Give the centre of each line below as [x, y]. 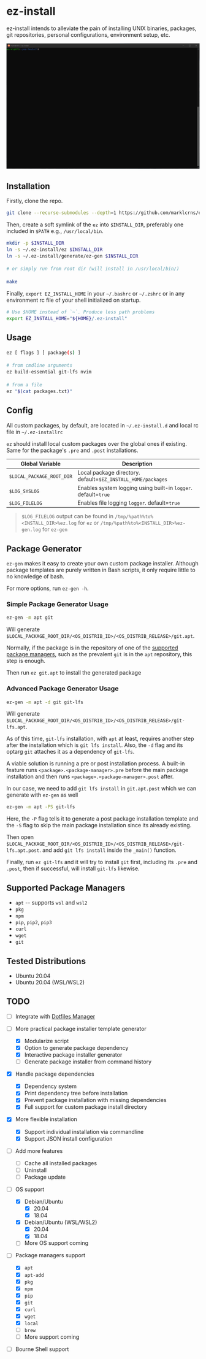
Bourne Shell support [42, 1349]
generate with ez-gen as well [42, 795]
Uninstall [36, 1170]
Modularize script [47, 1041]
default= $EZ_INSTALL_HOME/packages [122, 479]
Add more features [39, 1150]
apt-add [34, 1275]
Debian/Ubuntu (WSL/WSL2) [61, 1222]
